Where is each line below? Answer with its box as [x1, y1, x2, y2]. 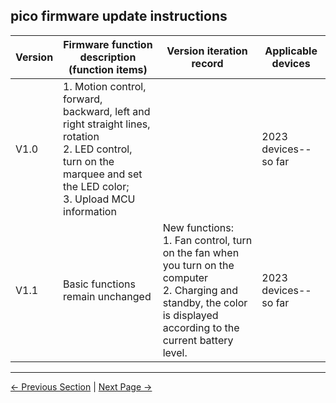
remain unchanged [63, 289, 152, 303]
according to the [162, 320, 240, 334]
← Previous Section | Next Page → [10, 380, 153, 393]
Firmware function [63, 37, 153, 51]
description [79, 50, 137, 64]
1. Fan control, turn [162, 233, 253, 247]
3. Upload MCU [63, 192, 136, 206]
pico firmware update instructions [10, 8, 228, 25]
